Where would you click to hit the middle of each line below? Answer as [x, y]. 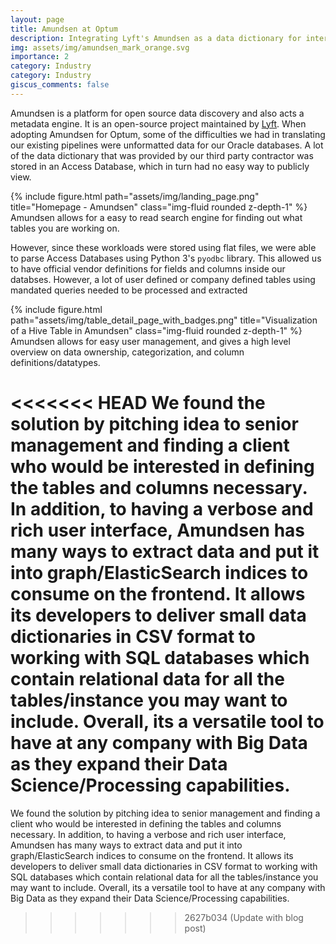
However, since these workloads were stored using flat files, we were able [163, 247]
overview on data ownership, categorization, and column [127, 352]
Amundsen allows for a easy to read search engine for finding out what [156, 217]
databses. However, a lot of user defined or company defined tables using [163, 279]
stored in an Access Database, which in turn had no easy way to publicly [160, 166]
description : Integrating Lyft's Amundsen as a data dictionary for [156, 38]
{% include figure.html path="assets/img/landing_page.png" [135, 196]
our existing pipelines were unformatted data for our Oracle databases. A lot [167, 145]
